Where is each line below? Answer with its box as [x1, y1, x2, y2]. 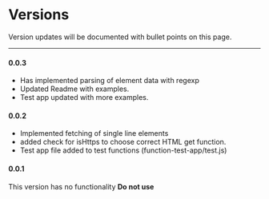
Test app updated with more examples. [19, 93, 149, 102]
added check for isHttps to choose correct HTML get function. [19, 137, 227, 147]
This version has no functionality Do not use [8, 181, 155, 191]
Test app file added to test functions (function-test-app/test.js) [19, 145, 227, 155]
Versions [8, 6, 70, 24]
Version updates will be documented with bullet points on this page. [8, 32, 232, 42]
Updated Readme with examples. [19, 84, 130, 94]
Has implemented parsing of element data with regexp [19, 76, 200, 86]
